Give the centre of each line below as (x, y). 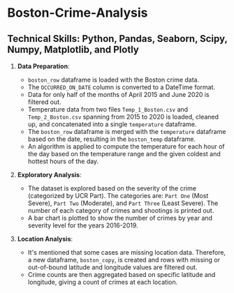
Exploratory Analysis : (49, 175)
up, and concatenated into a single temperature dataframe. (112, 124)
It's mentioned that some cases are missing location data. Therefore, (126, 252)
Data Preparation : (43, 66)
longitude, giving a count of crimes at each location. (103, 282)
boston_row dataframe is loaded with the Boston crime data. (114, 80)
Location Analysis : (45, 239)
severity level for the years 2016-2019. (83, 225)
